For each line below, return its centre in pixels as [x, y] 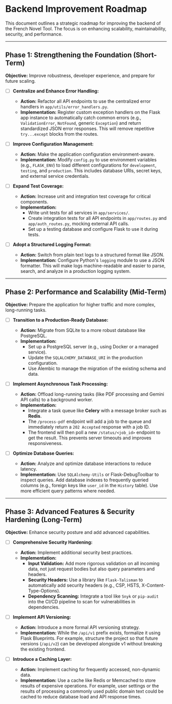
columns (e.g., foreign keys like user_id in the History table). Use [89, 485]
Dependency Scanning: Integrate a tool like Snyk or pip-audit [93, 596]
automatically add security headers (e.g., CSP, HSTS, [84, 585]
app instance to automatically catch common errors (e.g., [81, 117]
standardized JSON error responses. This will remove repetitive [87, 128]
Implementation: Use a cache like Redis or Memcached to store [88, 680]
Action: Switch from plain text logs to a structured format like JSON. [92, 255]
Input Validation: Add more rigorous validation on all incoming [94, 563]
